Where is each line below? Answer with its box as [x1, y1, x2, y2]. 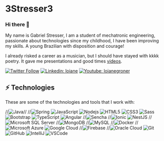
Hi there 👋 [5, 21, 30, 28]
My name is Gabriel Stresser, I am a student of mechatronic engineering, [5, 32, 155, 38]
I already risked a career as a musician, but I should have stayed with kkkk [5, 53, 159, 59]
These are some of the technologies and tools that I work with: [5, 99, 135, 105]
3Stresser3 [5, 3, 53, 15]
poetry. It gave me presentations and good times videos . [5, 58, 122, 64]
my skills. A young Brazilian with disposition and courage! [5, 43, 124, 49]
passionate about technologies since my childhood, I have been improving [5, 38, 159, 44]
